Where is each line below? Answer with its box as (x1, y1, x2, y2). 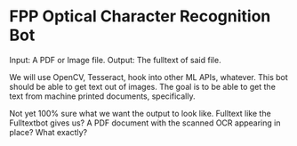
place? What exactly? (9, 126, 87, 137)
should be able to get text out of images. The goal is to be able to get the (9, 81, 276, 92)
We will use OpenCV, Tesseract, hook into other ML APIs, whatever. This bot (9, 71, 289, 82)
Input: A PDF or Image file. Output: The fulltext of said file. (9, 54, 221, 65)
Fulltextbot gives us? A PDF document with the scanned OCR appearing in (9, 118, 281, 128)
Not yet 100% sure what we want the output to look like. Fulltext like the (9, 108, 271, 118)
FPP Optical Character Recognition (9, 6, 271, 27)
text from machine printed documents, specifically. (9, 91, 196, 101)
